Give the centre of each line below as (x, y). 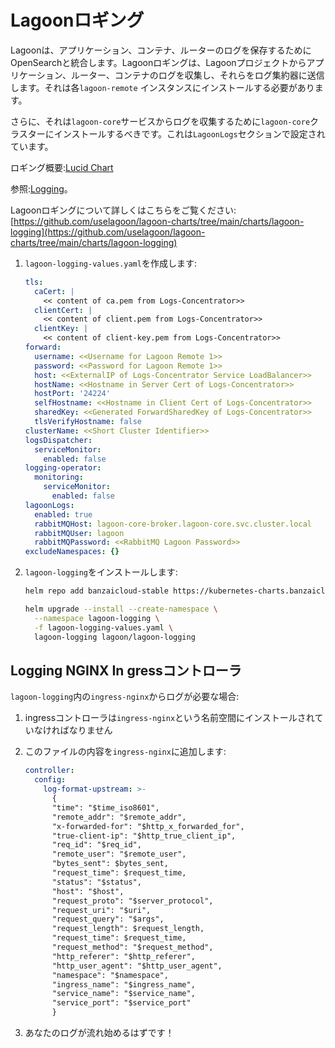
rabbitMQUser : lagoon (79, 533)
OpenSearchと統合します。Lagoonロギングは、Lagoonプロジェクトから (158, 62)
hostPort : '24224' (72, 394)
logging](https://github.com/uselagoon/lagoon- (108, 232)
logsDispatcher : (58, 440)
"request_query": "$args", (108, 919)
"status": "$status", (96, 882)
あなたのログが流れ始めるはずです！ (99, 1032)
